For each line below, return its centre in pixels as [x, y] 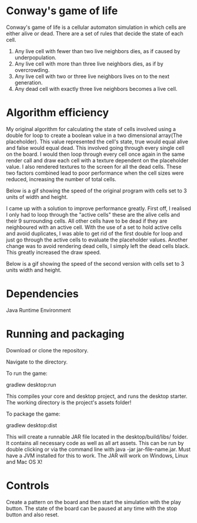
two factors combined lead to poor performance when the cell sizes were [95, 173]
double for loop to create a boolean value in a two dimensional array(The [94, 135]
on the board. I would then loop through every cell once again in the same [96, 154]
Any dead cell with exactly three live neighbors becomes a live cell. [96, 89]
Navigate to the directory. [37, 362]
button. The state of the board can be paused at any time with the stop [92, 508]
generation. [29, 82]
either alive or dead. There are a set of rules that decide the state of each [95, 33]
